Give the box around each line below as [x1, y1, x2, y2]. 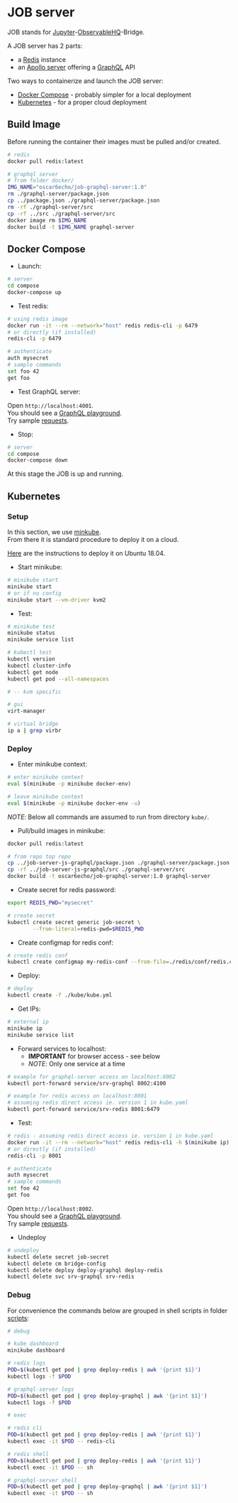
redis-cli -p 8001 [7, 1152, 62, 1159]
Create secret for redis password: [17, 886, 116, 894]
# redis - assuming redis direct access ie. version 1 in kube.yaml [7, 1132, 214, 1140]
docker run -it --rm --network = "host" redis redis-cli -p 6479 [7, 322, 198, 329]
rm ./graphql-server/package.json [7, 190, 110, 197]
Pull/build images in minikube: [17, 826, 106, 835]
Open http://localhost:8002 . [7, 1204, 94, 1212]
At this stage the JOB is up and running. [7, 470, 124, 478]
